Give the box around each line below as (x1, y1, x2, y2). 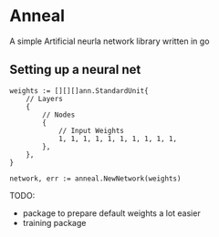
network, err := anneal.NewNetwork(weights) (9, 174, 182, 183)
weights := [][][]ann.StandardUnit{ (9, 86, 149, 96)
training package (22, 217, 87, 228)
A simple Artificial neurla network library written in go (9, 36, 210, 46)
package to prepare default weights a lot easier (22, 207, 201, 219)
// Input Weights (57, 126, 125, 135)
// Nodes (42, 110, 76, 119)
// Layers (26, 94, 64, 103)
